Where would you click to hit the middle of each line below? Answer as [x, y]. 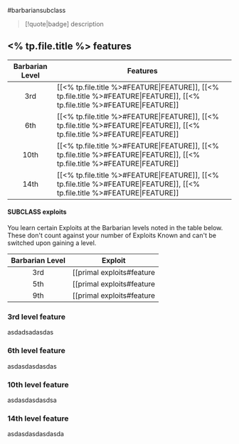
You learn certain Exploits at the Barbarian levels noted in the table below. [115, 228]
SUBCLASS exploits [37, 212]
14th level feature [38, 418]
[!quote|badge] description [64, 24]
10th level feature [38, 384]
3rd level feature [37, 317]
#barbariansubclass [37, 10]
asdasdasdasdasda [36, 434]
